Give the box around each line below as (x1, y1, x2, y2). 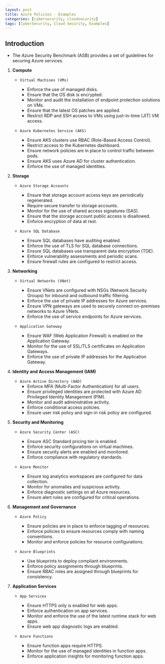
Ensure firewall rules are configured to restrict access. (27, 259, 137, 265)
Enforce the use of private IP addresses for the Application (27, 354, 147, 360)
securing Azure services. (12, 58, 63, 64)
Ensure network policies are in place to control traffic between (27, 148, 154, 154)
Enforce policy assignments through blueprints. (27, 563, 124, 569)
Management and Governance (12, 504, 77, 510)
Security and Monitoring (12, 419, 64, 425)
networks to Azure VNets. (27, 309, 80, 314)
